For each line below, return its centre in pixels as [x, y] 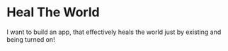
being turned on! [31, 39]
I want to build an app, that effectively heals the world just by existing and [114, 32]
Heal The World [53, 12]
